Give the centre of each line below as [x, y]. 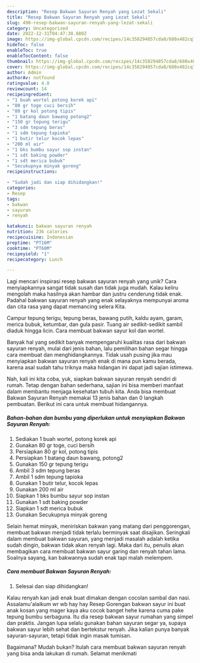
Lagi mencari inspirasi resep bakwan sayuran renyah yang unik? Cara [92, 281]
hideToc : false [26, 45]
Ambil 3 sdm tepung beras [48, 471]
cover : [15, 67]
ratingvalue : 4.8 [28, 84]
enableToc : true [27, 50]
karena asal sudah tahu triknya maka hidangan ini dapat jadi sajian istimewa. [100, 367]
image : [15, 39]
